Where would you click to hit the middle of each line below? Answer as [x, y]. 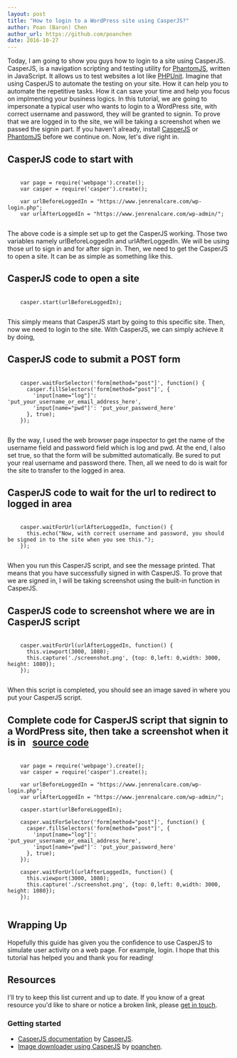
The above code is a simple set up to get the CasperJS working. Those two [117, 233]
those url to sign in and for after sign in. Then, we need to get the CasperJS [118, 248]
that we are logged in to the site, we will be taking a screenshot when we [114, 121]
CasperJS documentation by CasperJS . [75, 1039]
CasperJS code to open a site [74, 279]
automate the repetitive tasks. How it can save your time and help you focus [118, 91]
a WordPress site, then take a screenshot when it [118, 731]
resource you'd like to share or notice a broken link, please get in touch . [112, 1004]
